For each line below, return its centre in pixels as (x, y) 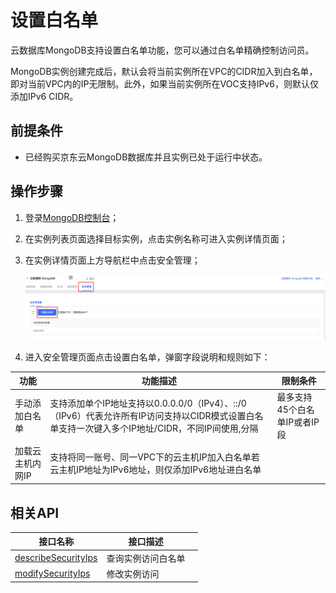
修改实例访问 (133, 573)
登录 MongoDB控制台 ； (72, 217)
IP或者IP (302, 422)
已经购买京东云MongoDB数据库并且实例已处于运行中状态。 (146, 157)
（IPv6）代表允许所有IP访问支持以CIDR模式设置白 (152, 416)
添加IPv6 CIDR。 (44, 96)
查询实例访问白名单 (146, 558)
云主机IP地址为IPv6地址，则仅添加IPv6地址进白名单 (155, 469)
